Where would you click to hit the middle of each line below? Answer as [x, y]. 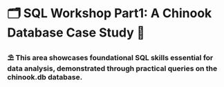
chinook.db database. [45, 77]
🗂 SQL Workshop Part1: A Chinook [110, 13]
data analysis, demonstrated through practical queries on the [112, 68]
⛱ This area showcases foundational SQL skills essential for [110, 58]
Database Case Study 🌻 [76, 33]
